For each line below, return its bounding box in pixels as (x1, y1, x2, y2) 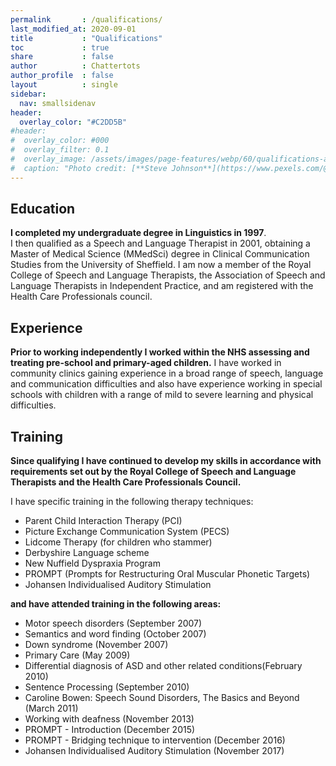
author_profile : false (10, 71, 114, 81)
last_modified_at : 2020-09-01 (10, 24, 137, 34)
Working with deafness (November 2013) (24, 713, 195, 725)
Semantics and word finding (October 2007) (24, 628, 207, 640)
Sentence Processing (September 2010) (24, 681, 190, 693)
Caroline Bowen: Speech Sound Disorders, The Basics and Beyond (24, 692, 300, 704)
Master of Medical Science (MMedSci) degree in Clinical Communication (10, 248, 310, 260)
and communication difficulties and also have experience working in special (10, 378, 323, 390)
